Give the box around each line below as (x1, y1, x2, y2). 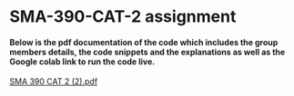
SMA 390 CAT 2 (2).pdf (9, 76, 98, 87)
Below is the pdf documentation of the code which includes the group (9, 36, 279, 47)
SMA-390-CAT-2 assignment (9, 6, 237, 27)
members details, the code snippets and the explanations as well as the (9, 46, 286, 57)
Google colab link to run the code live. (9, 56, 156, 67)
